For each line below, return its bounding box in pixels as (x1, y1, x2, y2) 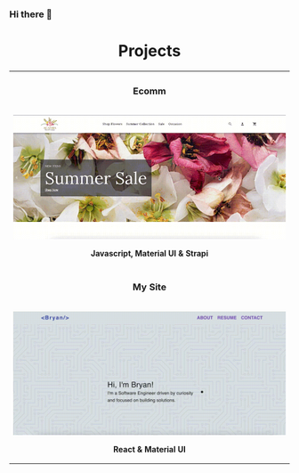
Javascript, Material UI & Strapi (90, 249, 209, 259)
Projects (117, 41, 182, 61)
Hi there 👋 (9, 8, 53, 20)
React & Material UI (113, 444, 186, 454)
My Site (132, 281, 167, 293)
